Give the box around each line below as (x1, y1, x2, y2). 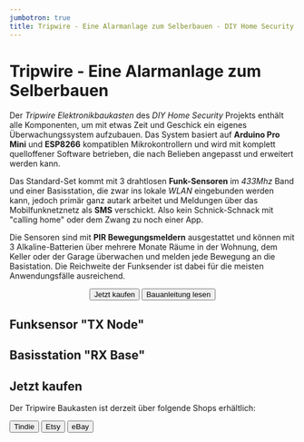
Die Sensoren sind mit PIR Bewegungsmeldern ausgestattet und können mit (9, 232, 295, 243)
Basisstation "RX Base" (9, 348, 145, 363)
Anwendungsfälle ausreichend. (9, 270, 125, 281)
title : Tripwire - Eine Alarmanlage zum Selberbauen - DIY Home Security (9, 22, 295, 31)
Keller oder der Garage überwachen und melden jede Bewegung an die (9, 251, 276, 262)
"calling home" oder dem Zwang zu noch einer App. (9, 214, 204, 225)
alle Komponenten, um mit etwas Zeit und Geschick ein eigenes (9, 120, 248, 131)
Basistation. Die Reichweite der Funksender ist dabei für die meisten (9, 260, 265, 272)
